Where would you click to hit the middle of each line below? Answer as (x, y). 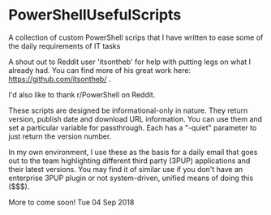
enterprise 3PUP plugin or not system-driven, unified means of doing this (131, 178)
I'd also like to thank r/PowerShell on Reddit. (82, 94)
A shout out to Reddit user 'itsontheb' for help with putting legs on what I (130, 62)
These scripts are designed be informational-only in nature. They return (128, 110)
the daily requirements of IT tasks (65, 45)
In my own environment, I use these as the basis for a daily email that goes (133, 152)
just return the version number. (60, 136)
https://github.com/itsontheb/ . (60, 79)
